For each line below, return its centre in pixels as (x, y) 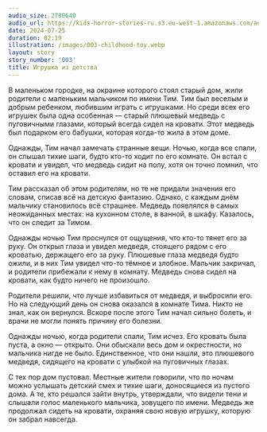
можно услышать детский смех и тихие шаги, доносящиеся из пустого (129, 385)
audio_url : (26, 23)
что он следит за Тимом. (50, 222)
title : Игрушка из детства (53, 68)
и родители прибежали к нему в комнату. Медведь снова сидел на (122, 271)
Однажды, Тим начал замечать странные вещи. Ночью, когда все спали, (132, 147)
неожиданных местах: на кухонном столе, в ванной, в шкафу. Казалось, (131, 214)
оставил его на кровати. (49, 173)
